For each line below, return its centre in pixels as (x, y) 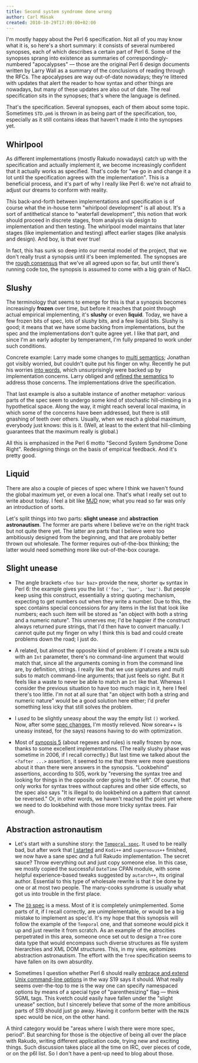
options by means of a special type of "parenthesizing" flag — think (97, 992)
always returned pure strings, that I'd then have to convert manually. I (99, 626)
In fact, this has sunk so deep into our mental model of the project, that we (96, 251)
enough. (25, 811)
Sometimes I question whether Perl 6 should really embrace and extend (101, 973)
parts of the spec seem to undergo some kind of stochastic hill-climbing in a (99, 400)
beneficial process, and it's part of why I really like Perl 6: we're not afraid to (99, 184)
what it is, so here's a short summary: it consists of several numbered (90, 45)
